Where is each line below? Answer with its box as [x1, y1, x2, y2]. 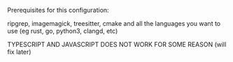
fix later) [7, 48, 31, 56]
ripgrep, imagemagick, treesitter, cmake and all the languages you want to [7, 20, 221, 27]
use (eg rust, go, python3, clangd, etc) [7, 27, 118, 35]
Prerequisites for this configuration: [7, 6, 110, 14]
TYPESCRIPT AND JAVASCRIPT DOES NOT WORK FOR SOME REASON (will [7, 40, 227, 48]
